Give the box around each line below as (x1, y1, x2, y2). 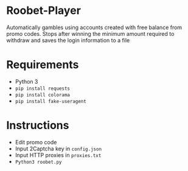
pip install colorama (15, 92, 70, 98)
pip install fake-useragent (15, 98, 86, 104)
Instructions (6, 119, 69, 132)
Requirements (6, 58, 79, 72)
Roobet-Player (6, 4, 81, 18)
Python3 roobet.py (15, 159, 62, 165)
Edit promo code (15, 138, 57, 146)
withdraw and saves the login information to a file (6, 36, 130, 44)
